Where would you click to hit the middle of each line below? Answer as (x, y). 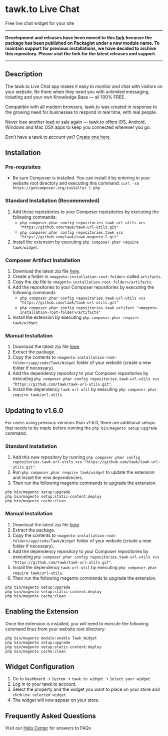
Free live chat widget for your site (40, 23)
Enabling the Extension (42, 612)
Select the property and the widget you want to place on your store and (86, 689)
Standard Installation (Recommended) (52, 201)
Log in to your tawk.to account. (44, 684)
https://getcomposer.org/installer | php (56, 188)
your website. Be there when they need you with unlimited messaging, (77, 91)
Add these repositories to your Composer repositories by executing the (85, 212)
